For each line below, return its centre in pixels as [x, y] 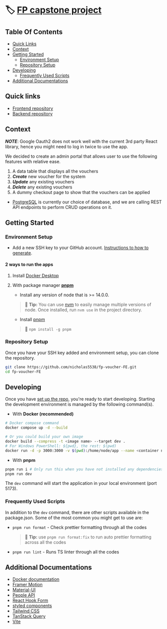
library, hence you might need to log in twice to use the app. [67, 146]
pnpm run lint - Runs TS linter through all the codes [66, 552]
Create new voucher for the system [49, 176]
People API [24, 595]
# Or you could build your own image [44, 437]
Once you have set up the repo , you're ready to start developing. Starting [80, 399]
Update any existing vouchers [43, 181]
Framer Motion [28, 585]
